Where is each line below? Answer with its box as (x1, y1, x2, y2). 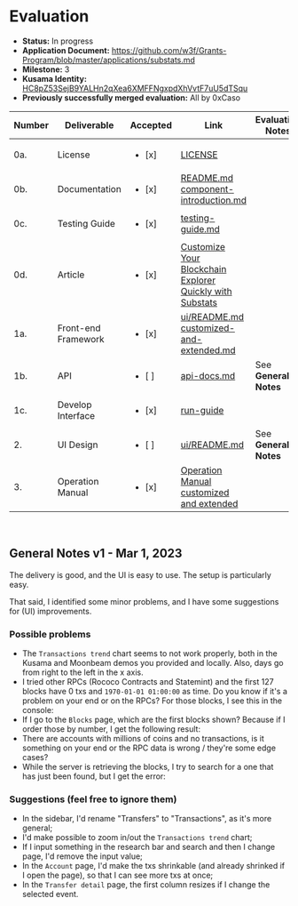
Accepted (129, 118, 173, 131)
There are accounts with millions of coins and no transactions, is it (21, 734, 264, 744)
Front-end (57, 322, 101, 334)
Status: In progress (21, 36, 94, 46)
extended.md (180, 344, 237, 357)
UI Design (57, 438, 98, 451)
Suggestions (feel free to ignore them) (9, 793, 177, 806)
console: (21, 705, 54, 716)
